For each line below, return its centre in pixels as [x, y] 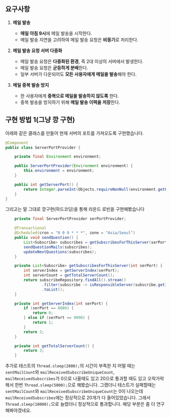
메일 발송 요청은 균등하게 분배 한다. [54, 67]
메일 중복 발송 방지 [31, 85]
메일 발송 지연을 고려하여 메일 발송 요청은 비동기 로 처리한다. [79, 39]
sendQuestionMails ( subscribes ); [58, 247]
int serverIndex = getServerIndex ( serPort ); [72, 271]
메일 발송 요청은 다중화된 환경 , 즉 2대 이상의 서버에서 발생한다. [82, 61]
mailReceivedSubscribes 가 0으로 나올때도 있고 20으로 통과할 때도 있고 [76, 379]
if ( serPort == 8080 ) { [49, 308]
